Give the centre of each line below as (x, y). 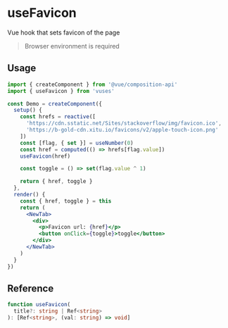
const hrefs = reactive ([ (58, 117)
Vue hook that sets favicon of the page (64, 32)
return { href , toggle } (56, 182)
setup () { (28, 111)
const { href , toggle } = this (66, 201)
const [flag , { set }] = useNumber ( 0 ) (77, 143)
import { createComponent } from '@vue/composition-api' (93, 84)
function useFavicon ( (39, 305)
